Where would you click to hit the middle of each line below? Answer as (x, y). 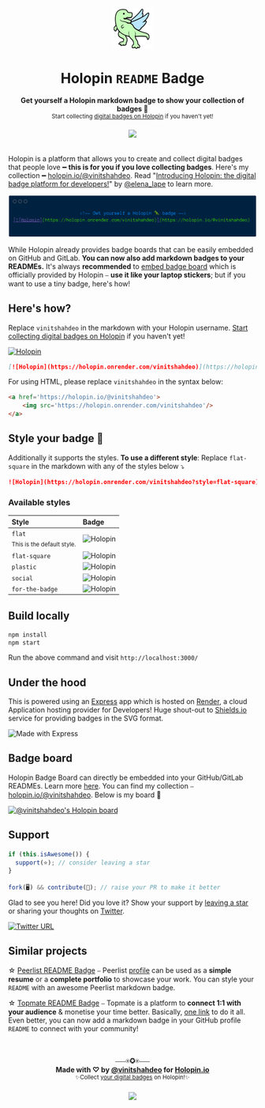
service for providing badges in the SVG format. (86, 718)
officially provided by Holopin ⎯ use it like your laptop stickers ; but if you (127, 274)
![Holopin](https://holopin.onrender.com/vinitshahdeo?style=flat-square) (134, 482)
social (22, 578)
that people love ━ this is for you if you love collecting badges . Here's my (129, 167)
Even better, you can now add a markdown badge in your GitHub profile (125, 1020)
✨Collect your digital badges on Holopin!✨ (132, 1077)
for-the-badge (35, 589)
